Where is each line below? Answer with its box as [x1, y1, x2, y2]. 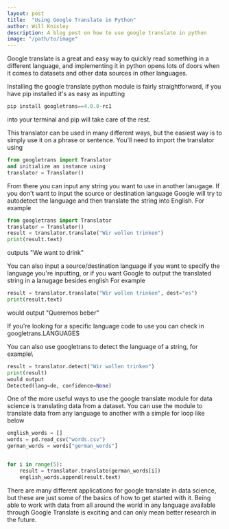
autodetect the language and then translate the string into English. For [7, 196, 204, 205]
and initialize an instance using [7, 163, 106, 170]
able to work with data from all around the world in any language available [7, 501, 216, 509]
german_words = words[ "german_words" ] [7, 442, 118, 450]
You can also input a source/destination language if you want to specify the [7, 262, 221, 270]
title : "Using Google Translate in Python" [7, 16, 136, 23]
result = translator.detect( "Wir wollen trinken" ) [7, 363, 155, 370]
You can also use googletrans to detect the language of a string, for [7, 342, 198, 350]
